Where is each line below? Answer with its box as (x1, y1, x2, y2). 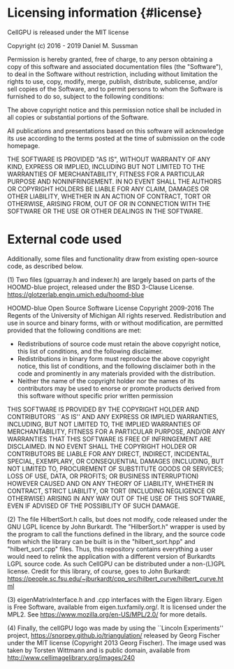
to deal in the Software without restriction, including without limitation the (7, 70, 218, 78)
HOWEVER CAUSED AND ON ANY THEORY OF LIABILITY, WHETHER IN (7, 479, 214, 487)
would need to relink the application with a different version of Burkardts (7, 552, 215, 560)
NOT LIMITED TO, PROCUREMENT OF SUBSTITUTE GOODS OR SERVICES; (7, 464, 224, 473)
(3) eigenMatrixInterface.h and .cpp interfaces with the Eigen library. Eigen (7, 595, 222, 603)
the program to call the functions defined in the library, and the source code (7, 529, 226, 538)
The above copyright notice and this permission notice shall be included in (7, 105, 221, 114)
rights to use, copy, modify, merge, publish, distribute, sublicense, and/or (7, 77, 218, 85)
